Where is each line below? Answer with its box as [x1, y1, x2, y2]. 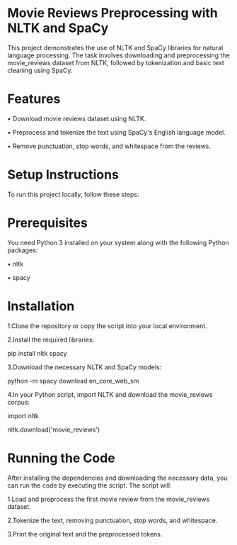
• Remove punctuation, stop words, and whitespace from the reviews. [7, 142, 211, 150]
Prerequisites [7, 215, 88, 231]
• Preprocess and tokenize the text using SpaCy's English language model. [7, 128, 226, 136]
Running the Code [7, 450, 115, 466]
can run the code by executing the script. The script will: [7, 481, 172, 490]
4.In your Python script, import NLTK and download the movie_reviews [7, 390, 213, 398]
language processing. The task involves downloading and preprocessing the [7, 51, 230, 60]
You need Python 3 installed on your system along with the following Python [7, 238, 230, 247]
